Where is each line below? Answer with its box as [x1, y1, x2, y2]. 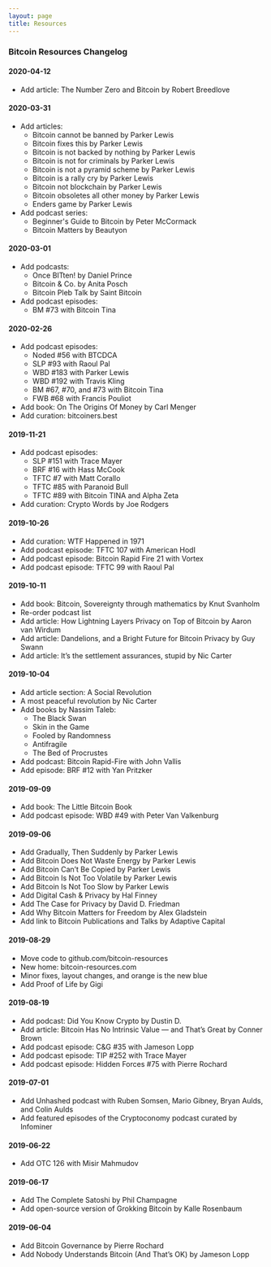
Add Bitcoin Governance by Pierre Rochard [19, 1240, 165, 1250]
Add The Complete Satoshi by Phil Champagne [19, 1195, 178, 1205]
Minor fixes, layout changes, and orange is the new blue [19, 970, 209, 981]
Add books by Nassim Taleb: [19, 705, 116, 714]
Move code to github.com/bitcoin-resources [19, 953, 169, 963]
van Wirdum [19, 624, 62, 635]
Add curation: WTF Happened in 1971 [19, 536, 144, 546]
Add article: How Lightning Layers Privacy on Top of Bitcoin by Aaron [19, 616, 252, 626]
